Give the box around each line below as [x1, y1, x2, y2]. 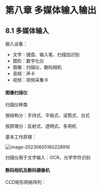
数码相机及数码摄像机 [5, 167, 50, 173]
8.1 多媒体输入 [5, 26, 49, 35]
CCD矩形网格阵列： [5, 179, 47, 185]
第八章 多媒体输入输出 [5, 5, 96, 16]
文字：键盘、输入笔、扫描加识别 [12, 52, 80, 57]
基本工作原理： [5, 134, 37, 140]
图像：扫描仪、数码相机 [12, 64, 62, 70]
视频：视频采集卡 [12, 77, 49, 83]
